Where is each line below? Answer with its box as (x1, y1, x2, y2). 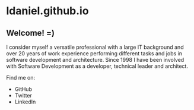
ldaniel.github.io (6, 4, 89, 18)
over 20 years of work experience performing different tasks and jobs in (6, 50, 183, 57)
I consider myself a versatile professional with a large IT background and (6, 43, 184, 51)
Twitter (14, 92, 33, 99)
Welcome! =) (6, 28, 55, 38)
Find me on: (6, 74, 36, 81)
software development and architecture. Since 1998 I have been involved (6, 56, 185, 63)
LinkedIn (14, 98, 36, 105)
